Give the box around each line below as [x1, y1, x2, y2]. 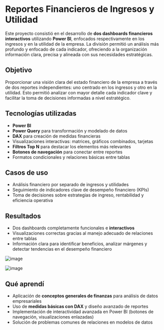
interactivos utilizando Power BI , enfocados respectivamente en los [5, 36, 145, 42]
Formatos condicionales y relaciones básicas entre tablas [12, 154, 130, 160]
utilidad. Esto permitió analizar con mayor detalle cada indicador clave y [5, 89, 153, 95]
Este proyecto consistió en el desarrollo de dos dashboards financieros [5, 30, 153, 36]
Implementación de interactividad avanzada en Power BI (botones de [12, 309, 154, 315]
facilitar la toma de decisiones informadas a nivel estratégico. [5, 95, 131, 101]
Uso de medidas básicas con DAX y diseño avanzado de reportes [12, 304, 149, 309]
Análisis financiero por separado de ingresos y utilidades [12, 182, 129, 188]
